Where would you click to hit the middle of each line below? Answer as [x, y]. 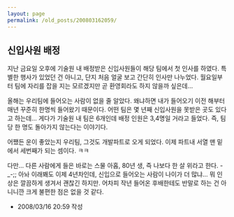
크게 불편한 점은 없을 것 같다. [65, 192]
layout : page [26, 14]
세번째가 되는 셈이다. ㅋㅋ [54, 150]
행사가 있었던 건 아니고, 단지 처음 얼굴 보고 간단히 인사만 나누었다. [109, 77]
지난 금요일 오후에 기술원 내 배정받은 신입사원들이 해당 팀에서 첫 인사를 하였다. [114, 69]
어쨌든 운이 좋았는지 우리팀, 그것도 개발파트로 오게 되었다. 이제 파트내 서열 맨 [111, 142]
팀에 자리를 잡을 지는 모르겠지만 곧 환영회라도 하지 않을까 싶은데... [104, 86]
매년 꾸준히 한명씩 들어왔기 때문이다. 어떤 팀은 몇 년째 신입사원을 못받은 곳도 [111, 110]
